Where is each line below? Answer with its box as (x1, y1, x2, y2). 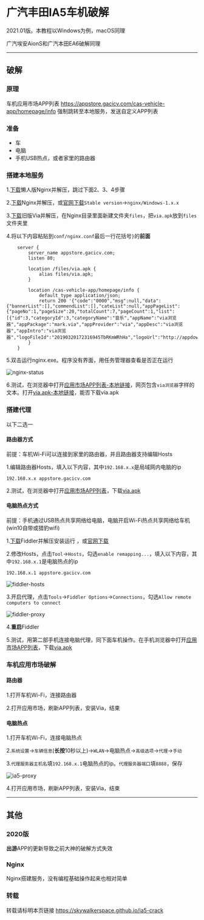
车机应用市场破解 (6, 660, 56, 669)
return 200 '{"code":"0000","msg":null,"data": (38, 298, 162, 304)
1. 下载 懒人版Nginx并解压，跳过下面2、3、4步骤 (6, 186, 126, 194)
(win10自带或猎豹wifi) (6, 524, 60, 532)
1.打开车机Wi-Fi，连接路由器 (6, 692, 77, 699)
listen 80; (28, 255, 56, 262)
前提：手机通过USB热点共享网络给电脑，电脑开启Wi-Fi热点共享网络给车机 (6, 516, 190, 524)
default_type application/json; (38, 293, 121, 299)
